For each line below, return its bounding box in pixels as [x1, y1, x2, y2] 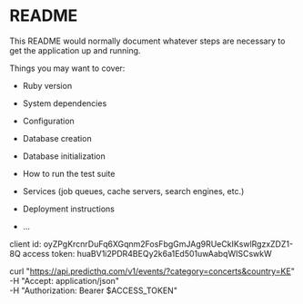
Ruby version [22, 80, 73, 91]
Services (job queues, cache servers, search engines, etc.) [22, 185, 245, 196]
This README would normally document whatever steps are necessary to [9, 35, 286, 46]
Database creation [22, 132, 93, 143]
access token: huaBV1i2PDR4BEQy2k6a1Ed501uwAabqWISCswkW [22, 248, 273, 259]
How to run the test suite [22, 168, 116, 179]
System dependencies [22, 97, 107, 109]
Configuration [22, 115, 75, 126]
